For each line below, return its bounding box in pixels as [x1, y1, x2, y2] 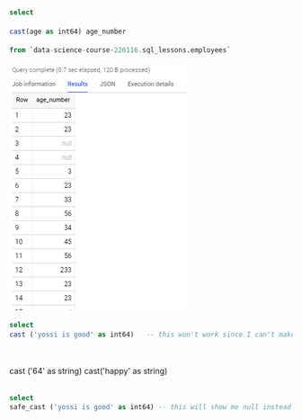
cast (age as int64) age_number [9, 27, 127, 36]
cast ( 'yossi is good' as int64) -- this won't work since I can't [9, 330, 276, 339]
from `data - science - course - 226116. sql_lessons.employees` [9, 46, 231, 55]
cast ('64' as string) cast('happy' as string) [9, 365, 168, 376]
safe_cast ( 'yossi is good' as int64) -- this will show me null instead [9, 403, 292, 412]
